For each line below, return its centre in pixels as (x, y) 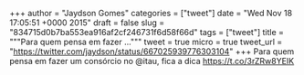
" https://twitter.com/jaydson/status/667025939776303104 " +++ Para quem (152, 52)
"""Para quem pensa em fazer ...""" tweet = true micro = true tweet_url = (146, 42)
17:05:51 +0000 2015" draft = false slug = (87, 23)
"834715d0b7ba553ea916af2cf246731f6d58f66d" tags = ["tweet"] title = (147, 32)
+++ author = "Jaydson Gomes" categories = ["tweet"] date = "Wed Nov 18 (151, 13)
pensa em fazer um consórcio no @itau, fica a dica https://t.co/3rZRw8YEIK (152, 61)
